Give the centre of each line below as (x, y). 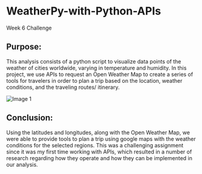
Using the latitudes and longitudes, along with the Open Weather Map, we (98, 132)
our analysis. (22, 164)
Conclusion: (30, 118)
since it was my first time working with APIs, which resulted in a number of (99, 152)
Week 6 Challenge (29, 28)
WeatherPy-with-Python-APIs (84, 11)
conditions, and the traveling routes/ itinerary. (63, 87)
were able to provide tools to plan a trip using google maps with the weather (101, 139)
